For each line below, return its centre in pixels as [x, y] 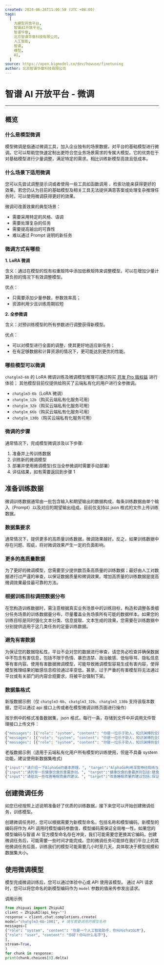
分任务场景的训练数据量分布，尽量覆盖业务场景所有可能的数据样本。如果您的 [82, 614]
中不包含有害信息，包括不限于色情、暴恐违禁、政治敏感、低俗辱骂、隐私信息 [82, 658]
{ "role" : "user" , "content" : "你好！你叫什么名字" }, [57, 935]
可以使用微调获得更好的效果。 [48, 196]
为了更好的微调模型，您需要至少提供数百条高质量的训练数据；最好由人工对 [80, 570]
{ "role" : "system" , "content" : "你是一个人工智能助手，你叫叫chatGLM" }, [75, 931]
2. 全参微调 [16, 314]
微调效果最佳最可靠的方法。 [33, 583]
